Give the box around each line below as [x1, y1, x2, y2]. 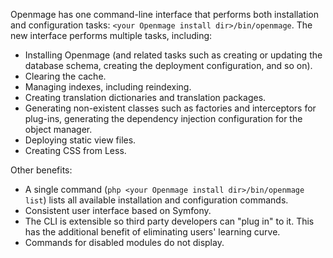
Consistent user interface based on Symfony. [24, 205, 212, 216]
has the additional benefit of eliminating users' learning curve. [24, 226, 281, 238]
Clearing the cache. [24, 70, 107, 82]
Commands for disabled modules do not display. [24, 237, 225, 248]
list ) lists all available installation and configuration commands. [24, 194, 289, 206]
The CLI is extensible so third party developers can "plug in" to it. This [24, 215, 315, 227]
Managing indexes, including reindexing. [24, 81, 192, 93]
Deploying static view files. [24, 134, 137, 146]
